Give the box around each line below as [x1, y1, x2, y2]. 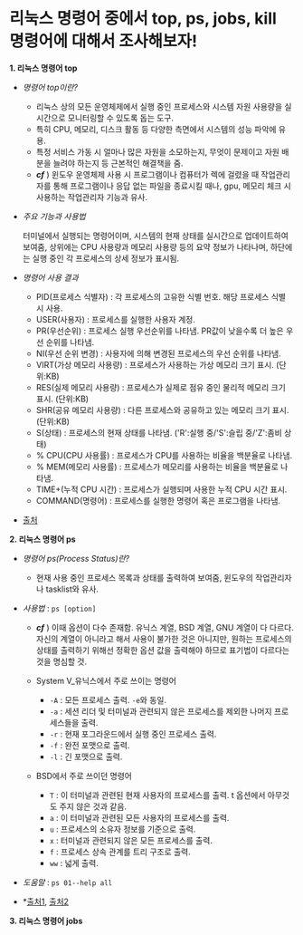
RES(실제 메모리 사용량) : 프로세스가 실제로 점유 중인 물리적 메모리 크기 [35, 381, 287, 392]
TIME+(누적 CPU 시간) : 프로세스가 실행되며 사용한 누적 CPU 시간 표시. [35, 484, 288, 495]
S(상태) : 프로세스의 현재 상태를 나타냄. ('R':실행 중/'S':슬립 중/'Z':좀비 [35, 427, 282, 438]
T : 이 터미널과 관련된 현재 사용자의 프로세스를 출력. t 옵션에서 [49, 789, 266, 800]
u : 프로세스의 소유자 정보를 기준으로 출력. [49, 824, 196, 834]
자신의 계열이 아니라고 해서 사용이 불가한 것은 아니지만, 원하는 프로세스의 [35, 633, 292, 644]
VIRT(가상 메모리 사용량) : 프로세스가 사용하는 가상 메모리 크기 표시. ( [35, 359, 279, 370]
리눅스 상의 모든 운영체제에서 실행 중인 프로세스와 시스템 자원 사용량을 [35, 101, 283, 111]
